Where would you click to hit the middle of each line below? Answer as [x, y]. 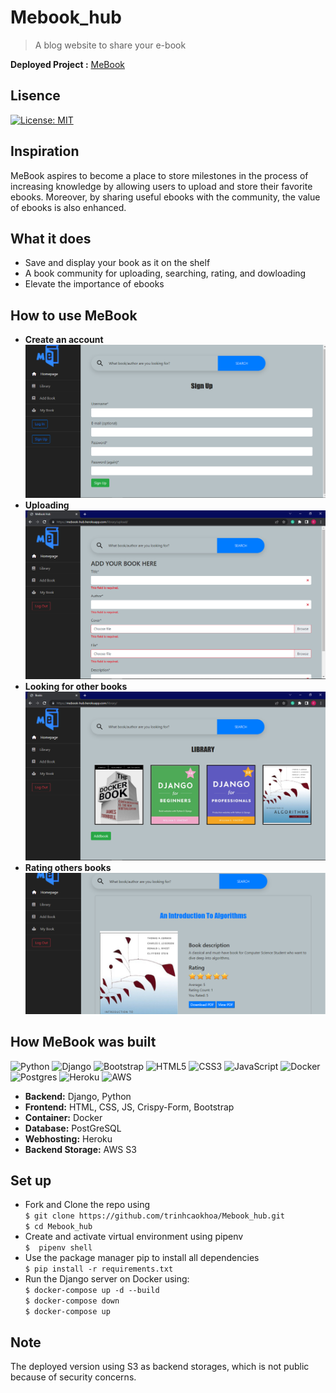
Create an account [64, 340]
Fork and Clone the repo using [87, 1205]
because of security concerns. [73, 1377]
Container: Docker [63, 1117]
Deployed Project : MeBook [67, 64]
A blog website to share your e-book [110, 45]
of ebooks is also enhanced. [68, 207]
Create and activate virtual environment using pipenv [134, 1237]
